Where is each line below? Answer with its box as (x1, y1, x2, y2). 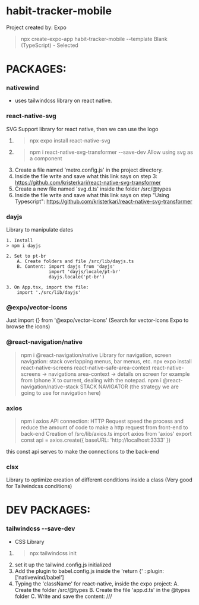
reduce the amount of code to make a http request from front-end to (20, 423, 188, 431)
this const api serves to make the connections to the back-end (6, 448, 159, 455)
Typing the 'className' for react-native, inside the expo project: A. (14, 580, 179, 587)
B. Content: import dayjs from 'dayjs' (17, 264, 116, 270)
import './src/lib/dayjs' (17, 290, 81, 296)
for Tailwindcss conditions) (6, 483, 72, 490)
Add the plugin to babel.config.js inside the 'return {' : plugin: (14, 567, 165, 574)
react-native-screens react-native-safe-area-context (20, 364, 151, 371)
